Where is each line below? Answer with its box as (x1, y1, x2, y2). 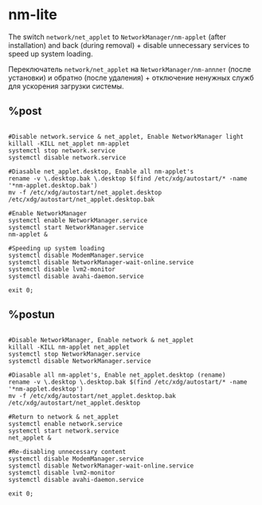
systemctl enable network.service (8, 420, 123, 428)
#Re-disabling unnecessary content (8, 448, 127, 456)
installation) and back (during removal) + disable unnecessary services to (8, 40, 249, 49)
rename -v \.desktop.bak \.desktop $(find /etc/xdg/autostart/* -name (8, 174, 248, 183)
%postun (8, 308, 56, 322)
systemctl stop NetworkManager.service (8, 349, 141, 358)
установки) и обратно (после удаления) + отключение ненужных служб (8, 73, 254, 82)
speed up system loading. (8, 49, 93, 58)
